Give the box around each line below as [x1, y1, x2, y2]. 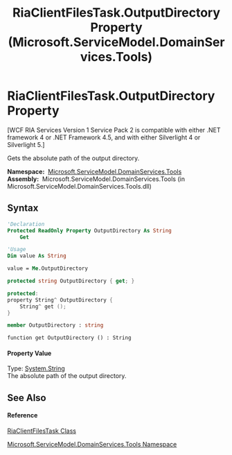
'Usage [7, 246, 26, 253]
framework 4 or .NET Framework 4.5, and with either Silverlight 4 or [7, 133, 201, 141]
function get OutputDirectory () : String [7, 334, 132, 341]
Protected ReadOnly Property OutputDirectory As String [7, 227, 172, 234]
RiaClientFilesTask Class [7, 427, 76, 435]
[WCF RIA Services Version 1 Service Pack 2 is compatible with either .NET [7, 126, 221, 134]
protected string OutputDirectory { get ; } [7, 277, 135, 284]
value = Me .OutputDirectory [7, 265, 89, 272]
